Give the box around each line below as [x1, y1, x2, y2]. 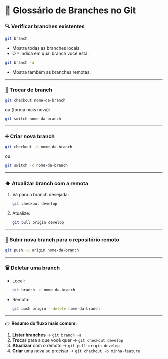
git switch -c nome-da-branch [5, 163, 68, 168]
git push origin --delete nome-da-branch [12, 306, 100, 311]
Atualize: [12, 210, 31, 216]
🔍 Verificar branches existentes [5, 23, 85, 30]
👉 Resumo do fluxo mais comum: [5, 320, 77, 326]
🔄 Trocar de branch [5, 86, 52, 93]
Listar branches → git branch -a [12, 332, 82, 338]
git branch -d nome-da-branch [12, 287, 76, 292]
